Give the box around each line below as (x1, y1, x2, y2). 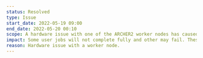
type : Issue (6, 14, 36, 21)
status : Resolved (6, 8, 50, 15)
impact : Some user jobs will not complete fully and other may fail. (6, 37, 185, 43)
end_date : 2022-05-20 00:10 (6, 25, 77, 32)
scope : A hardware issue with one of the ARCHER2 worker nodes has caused (6, 31, 199, 37)
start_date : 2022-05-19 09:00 (6, 20, 83, 26)
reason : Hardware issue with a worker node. (6, 43, 120, 49)
